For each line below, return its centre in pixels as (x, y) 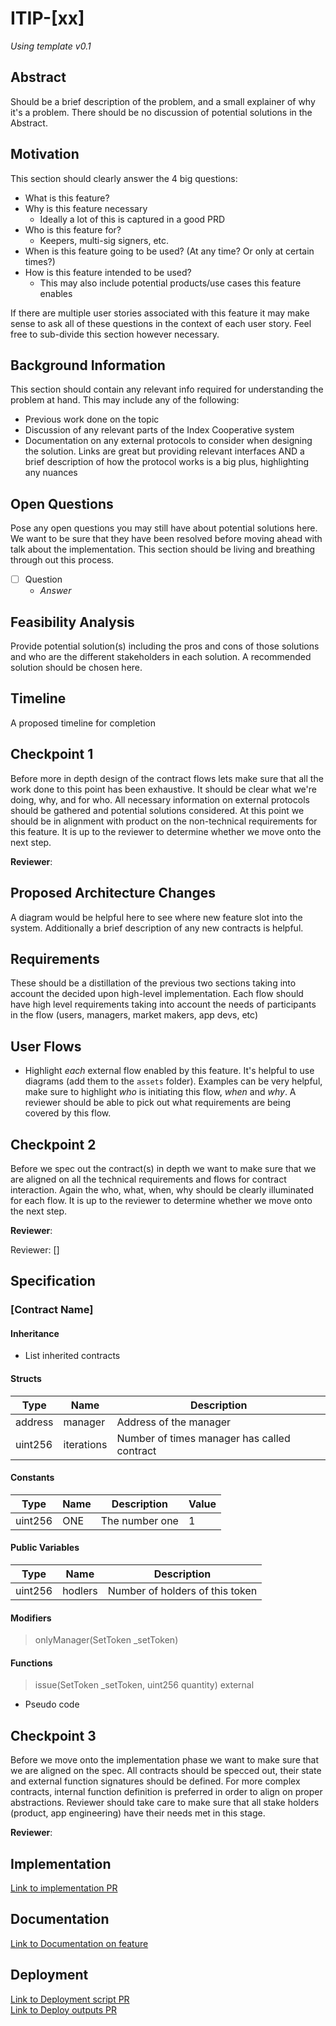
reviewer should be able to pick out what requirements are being (158, 1103)
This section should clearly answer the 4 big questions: (124, 178)
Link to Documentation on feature (79, 1943)
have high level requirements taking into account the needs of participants (163, 1004)
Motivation (45, 154)
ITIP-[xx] (47, 18)
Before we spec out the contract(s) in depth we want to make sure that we (163, 1168)
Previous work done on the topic (92, 419)
